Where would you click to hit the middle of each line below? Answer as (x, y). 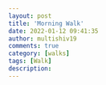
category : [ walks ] (39, 53)
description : (30, 69)
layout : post (30, 16)
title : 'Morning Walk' (46, 23)
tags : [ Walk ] (30, 62)
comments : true (34, 46)
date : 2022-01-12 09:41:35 (53, 31)
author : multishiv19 (43, 38)
